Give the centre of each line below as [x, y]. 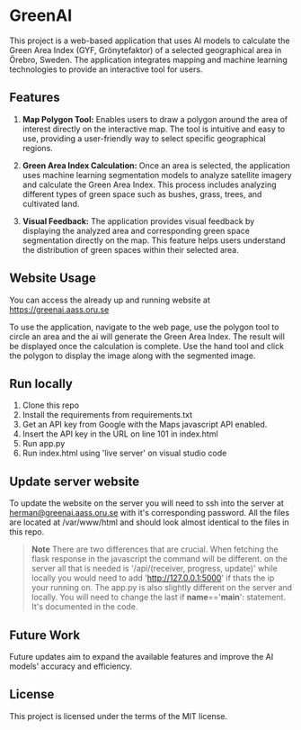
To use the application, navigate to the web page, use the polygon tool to [144, 327]
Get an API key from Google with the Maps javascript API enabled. [145, 425]
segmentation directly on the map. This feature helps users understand [154, 240]
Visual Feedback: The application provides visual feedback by [138, 221]
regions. [38, 148]
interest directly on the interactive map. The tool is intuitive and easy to [154, 129]
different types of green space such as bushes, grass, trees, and [142, 194]
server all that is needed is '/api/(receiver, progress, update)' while [155, 569]
